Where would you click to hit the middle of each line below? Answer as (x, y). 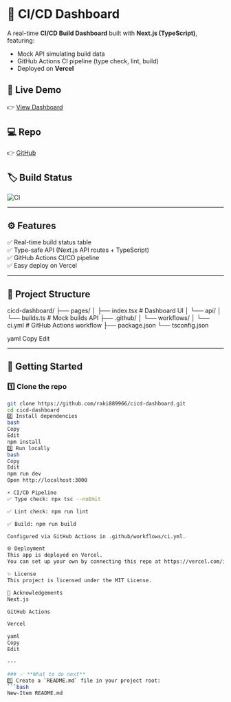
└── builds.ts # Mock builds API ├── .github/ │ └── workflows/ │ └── (108, 318)
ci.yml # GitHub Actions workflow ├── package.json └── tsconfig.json (108, 325)
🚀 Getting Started (45, 366)
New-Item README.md (35, 693)
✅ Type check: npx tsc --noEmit (54, 499)
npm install (24, 442)
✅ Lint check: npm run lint (48, 511)
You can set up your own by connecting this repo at (84, 562)
